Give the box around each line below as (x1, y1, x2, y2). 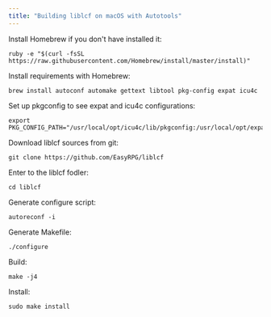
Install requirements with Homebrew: (8, 70, 131, 81)
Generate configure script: (8, 197, 97, 207)
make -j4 (8, 273, 38, 281)
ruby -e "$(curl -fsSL (8, 49, 85, 57)
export (8, 116, 31, 125)
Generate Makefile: (8, 227, 72, 237)
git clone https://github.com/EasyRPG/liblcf (8, 153, 164, 162)
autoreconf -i (8, 213, 56, 221)
